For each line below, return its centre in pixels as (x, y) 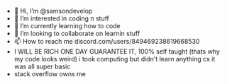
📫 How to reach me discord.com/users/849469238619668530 (107, 41)
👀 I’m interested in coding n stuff (62, 18)
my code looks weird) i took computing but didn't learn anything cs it (115, 59)
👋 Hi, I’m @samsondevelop (53, 11)
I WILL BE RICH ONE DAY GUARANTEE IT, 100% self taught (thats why (117, 52)
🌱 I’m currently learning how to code (67, 26)
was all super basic (42, 66)
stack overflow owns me (50, 74)
